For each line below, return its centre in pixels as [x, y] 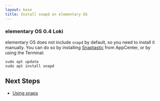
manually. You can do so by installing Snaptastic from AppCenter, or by [78, 47]
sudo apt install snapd [30, 66]
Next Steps [23, 81]
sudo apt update [22, 62]
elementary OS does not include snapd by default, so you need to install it [80, 42]
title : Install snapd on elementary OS [46, 14]
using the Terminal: [25, 53]
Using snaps [25, 93]
